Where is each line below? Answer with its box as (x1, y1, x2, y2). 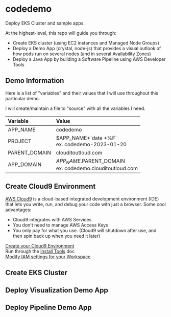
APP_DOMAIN (8, 161, 42, 168)
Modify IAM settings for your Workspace (5, 254, 91, 260)
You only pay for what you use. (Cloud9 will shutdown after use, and (12, 227, 157, 233)
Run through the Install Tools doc (5, 248, 75, 254)
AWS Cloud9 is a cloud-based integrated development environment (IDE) (5, 195, 159, 202)
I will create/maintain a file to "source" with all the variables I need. (5, 105, 145, 111)
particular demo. (5, 95, 40, 101)
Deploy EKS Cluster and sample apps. (5, 20, 85, 26)
